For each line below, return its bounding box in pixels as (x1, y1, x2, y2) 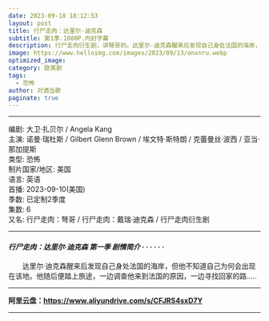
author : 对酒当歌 (8, 86, 62, 95)
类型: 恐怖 (8, 154, 41, 165)
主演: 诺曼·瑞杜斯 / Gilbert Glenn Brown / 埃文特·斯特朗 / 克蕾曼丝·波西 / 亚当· (8, 134, 260, 144)
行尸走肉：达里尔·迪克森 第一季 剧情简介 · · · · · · (8, 242, 165, 251)
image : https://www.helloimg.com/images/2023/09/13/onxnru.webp (8, 49, 227, 57)
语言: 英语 (8, 174, 41, 185)
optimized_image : (8, 57, 66, 65)
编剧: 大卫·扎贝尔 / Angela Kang (8, 124, 112, 134)
